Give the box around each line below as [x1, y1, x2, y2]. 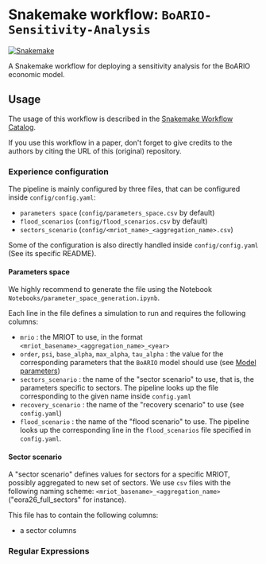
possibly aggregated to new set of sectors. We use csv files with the [8, 478, 232, 488]
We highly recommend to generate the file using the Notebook [8, 285, 213, 294]
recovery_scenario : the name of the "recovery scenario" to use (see [19, 400, 245, 410]
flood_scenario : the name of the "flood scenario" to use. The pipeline [19, 417, 250, 426]
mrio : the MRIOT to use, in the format [19, 333, 143, 342]
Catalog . [8, 122, 37, 132]
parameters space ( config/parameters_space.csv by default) [19, 208, 215, 218]
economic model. [8, 69, 65, 79]
